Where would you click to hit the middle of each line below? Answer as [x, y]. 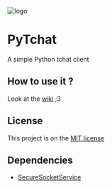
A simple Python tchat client [49, 59]
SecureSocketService [49, 177]
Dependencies [40, 160]
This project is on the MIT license [56, 138]
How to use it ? [40, 82]
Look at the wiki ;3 [34, 99]
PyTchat [32, 40]
